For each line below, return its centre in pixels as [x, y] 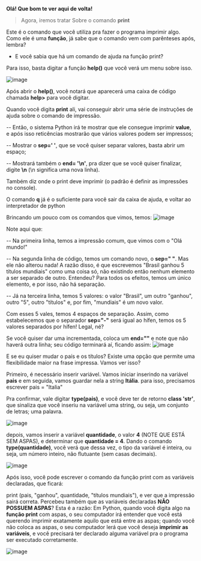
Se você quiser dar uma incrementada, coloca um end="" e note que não [97, 338]
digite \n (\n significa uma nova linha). [53, 170]
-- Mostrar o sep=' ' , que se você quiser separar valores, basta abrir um [95, 145]
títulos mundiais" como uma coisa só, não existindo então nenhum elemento [100, 271]
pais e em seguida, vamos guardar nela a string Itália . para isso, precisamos [101, 381]
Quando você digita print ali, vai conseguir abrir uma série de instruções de [100, 109]
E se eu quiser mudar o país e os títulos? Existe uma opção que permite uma [100, 356]
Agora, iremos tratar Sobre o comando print [75, 20]
